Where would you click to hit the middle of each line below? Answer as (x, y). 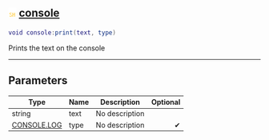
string (21, 114)
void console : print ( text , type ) (62, 32)
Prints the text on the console (57, 48)
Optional (166, 102)
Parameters (38, 80)
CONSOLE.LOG (37, 125)
